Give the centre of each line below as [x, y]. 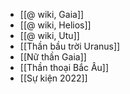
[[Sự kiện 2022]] [53, 78]
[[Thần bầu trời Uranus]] [70, 46]
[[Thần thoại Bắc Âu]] [64, 67]
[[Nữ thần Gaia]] [53, 57]
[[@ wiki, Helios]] [55, 25]
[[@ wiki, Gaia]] [52, 14]
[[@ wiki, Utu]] [49, 35]
